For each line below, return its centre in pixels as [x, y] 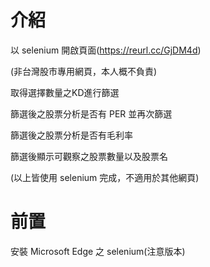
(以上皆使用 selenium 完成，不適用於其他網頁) [105, 177]
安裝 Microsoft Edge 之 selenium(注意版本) [98, 251]
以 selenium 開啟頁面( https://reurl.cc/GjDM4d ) [106, 50]
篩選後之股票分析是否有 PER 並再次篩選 [91, 113]
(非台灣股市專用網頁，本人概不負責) [84, 71]
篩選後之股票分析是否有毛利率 [71, 135]
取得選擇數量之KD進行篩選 [65, 92]
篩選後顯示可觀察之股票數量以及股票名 [89, 156]
